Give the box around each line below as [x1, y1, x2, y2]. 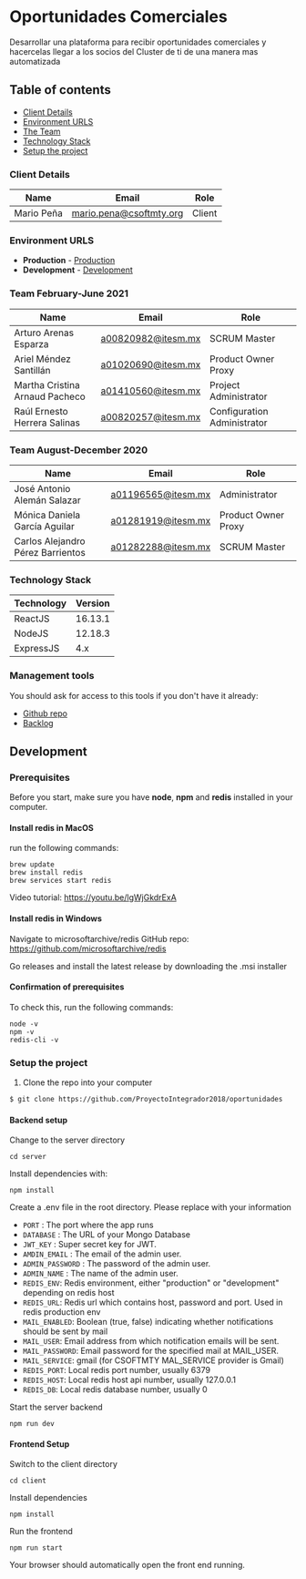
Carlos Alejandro [14, 535, 86, 548]
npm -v [9, 1027, 35, 1036]
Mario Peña [14, 207, 64, 220]
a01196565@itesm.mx [110, 487, 211, 500]
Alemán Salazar [14, 494, 81, 507]
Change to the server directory [9, 1134, 126, 1145]
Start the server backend [9, 1401, 103, 1413]
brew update [9, 860, 55, 869]
